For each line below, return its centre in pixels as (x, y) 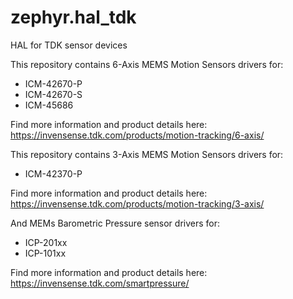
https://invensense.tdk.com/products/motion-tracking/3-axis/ (137, 203)
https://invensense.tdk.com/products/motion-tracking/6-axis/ (137, 135)
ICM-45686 (49, 105)
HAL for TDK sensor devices (69, 45)
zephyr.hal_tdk (73, 17)
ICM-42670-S (53, 94)
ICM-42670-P (53, 83)
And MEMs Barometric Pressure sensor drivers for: (115, 223)
